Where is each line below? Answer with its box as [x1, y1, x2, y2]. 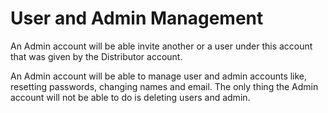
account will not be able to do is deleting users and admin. [10, 91, 251, 103]
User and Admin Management [10, 7, 264, 30]
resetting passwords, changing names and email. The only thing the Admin [10, 80, 319, 92]
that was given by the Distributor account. [10, 50, 183, 62]
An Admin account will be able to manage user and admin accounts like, [10, 70, 308, 82]
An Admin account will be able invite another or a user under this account [10, 40, 313, 52]
